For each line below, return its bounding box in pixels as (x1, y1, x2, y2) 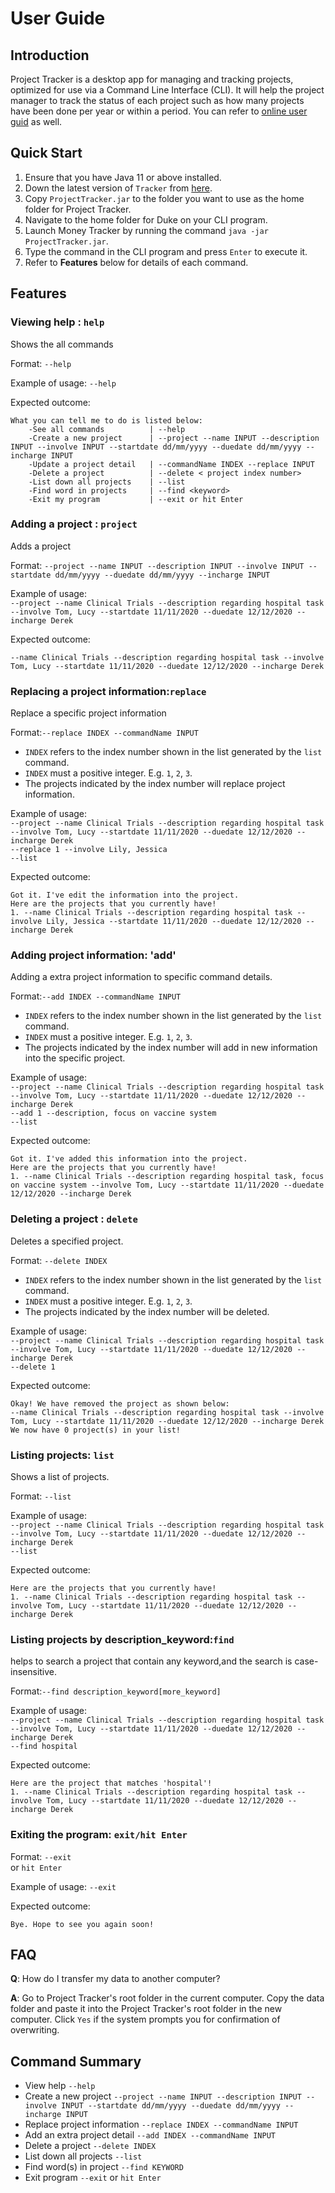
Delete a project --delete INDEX (24, 2140, 157, 2152)
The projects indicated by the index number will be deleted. (24, 1305, 270, 1317)
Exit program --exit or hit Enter (24, 2172, 162, 2184)
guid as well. (10, 116, 63, 127)
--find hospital (10, 1742, 78, 1752)
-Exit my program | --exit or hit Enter (28, 494, 244, 504)
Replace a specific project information (10, 707, 167, 719)
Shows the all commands (10, 338, 114, 350)
